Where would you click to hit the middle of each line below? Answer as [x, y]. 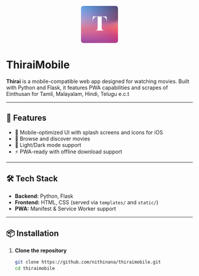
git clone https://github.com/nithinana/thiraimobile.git [88, 262]
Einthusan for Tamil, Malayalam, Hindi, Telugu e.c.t [68, 94]
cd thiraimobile [35, 269]
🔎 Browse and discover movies [52, 139]
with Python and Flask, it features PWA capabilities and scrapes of [87, 87]
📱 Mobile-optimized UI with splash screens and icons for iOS [89, 132]
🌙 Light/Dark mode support [48, 145]
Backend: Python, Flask [44, 196]
